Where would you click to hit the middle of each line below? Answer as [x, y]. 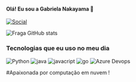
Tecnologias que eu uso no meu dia [58, 49]
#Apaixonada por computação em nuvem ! [58, 72]
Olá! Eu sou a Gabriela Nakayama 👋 [50, 9]
